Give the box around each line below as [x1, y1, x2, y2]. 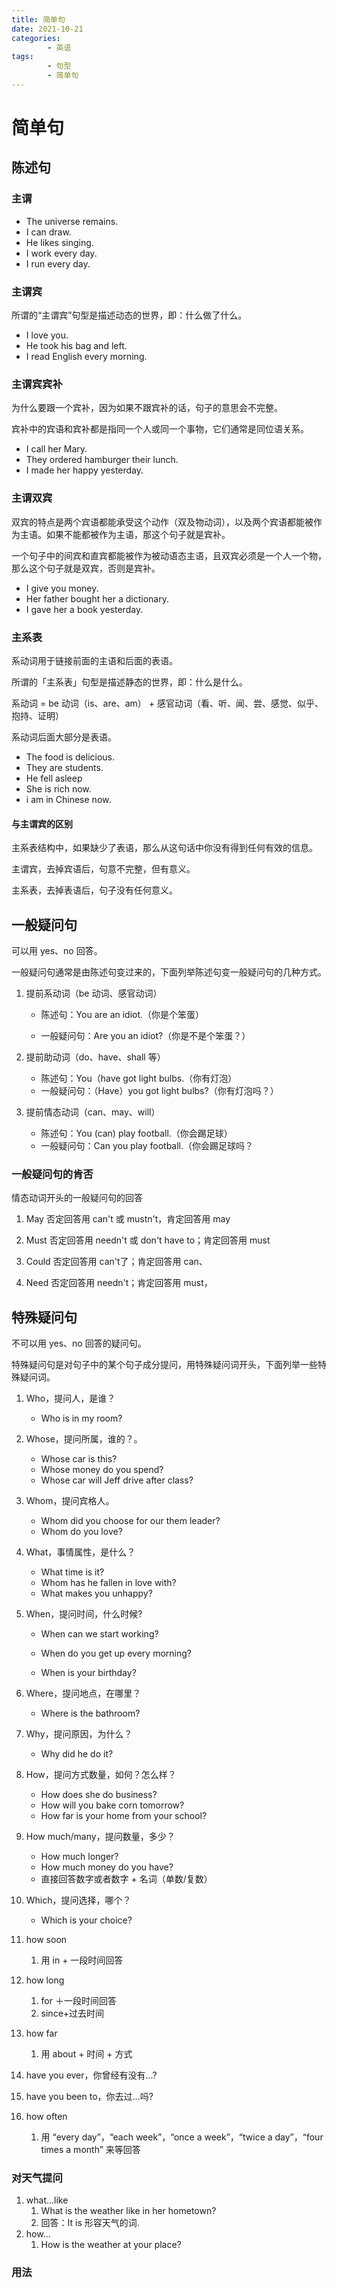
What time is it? [40, 1566, 105, 1578]
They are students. [25, 761, 104, 773]
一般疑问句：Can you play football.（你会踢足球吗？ [40, 1139, 254, 1151]
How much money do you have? [40, 1861, 174, 1873]
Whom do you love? [40, 1526, 123, 1538]
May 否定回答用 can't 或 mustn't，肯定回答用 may [25, 1213, 231, 1225]
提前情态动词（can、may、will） [25, 1106, 161, 1118]
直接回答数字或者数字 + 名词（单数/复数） [40, 1873, 213, 1885]
